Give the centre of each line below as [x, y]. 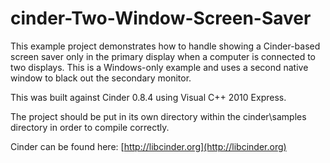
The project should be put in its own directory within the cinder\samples [158, 116]
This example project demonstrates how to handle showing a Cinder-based [165, 46]
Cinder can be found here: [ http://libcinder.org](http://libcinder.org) [148, 146]
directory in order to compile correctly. [90, 127]
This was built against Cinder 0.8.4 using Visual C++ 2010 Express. [148, 97]
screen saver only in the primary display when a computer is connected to [163, 56]
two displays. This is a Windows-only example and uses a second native [159, 67]
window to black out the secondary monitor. [101, 78]
